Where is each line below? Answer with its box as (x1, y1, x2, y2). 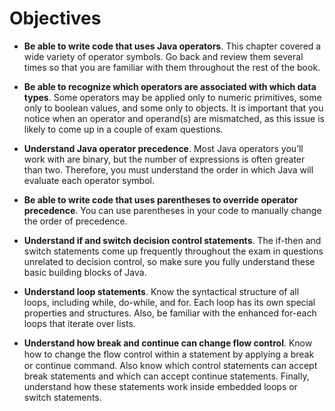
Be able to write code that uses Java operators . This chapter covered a (23, 40, 322, 52)
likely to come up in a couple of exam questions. (23, 123, 224, 135)
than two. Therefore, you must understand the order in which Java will (23, 163, 314, 176)
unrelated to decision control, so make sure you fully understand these (23, 255, 316, 267)
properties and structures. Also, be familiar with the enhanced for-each (23, 307, 317, 319)
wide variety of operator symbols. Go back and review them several (23, 50, 304, 62)
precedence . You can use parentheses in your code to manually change (23, 204, 322, 216)
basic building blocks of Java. (23, 266, 147, 278)
